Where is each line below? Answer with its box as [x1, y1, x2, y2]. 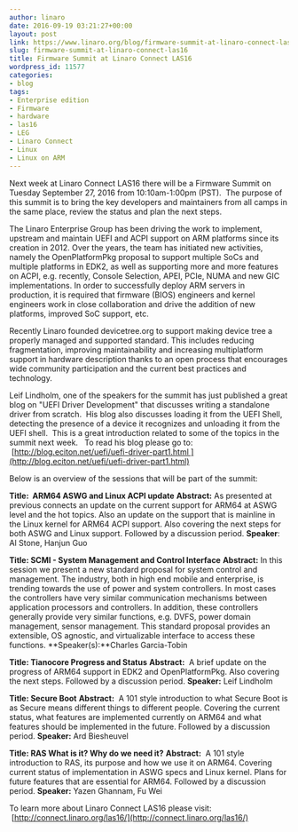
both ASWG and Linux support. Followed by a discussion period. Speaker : [9, 527, 281, 538]
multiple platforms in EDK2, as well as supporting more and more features [9, 261, 279, 272]
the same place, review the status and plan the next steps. [9, 206, 223, 217]
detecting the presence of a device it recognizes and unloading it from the [9, 418, 281, 429]
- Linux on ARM [9, 153, 66, 162]
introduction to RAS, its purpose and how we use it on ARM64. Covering [9, 757, 272, 768]
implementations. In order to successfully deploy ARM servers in [9, 280, 246, 290]
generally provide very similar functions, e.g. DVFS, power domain [9, 611, 251, 622]
